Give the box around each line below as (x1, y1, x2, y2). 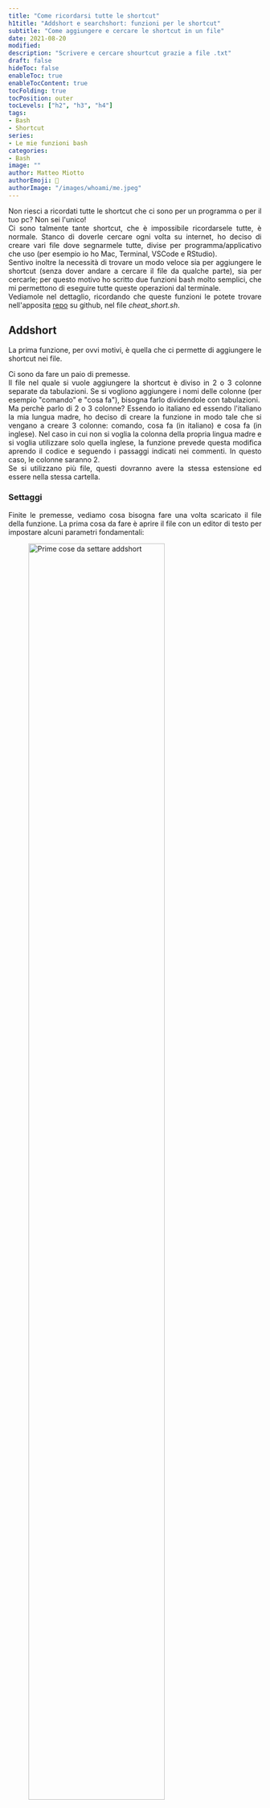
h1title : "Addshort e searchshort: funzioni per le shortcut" (8, 19, 221, 27)
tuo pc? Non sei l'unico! (8, 214, 87, 224)
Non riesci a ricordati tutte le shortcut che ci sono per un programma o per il (8, 206, 262, 216)
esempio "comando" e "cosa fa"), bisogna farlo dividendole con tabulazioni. (8, 395, 260, 404)
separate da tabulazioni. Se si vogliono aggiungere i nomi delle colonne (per (8, 386, 262, 395)
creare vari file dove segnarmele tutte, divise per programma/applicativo (8, 240, 262, 250)
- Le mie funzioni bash (8, 139, 88, 147)
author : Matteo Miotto (8, 169, 84, 177)
